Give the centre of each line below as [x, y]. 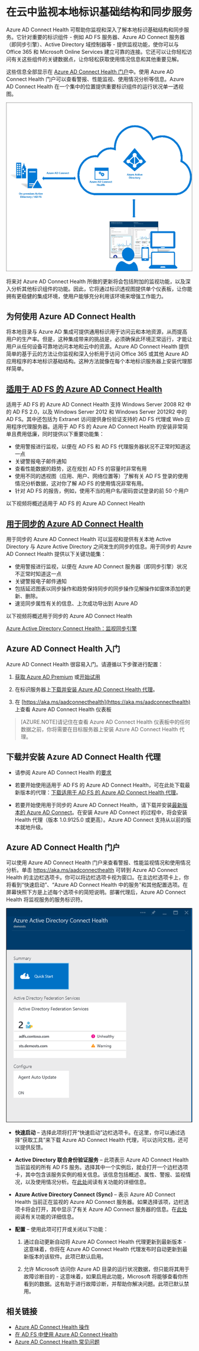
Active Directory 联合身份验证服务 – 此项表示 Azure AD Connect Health [102, 1160]
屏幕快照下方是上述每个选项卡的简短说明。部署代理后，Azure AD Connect [96, 892]
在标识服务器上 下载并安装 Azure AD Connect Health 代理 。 [86, 689]
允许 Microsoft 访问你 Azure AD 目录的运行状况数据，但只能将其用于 [107, 1269]
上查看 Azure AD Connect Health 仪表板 [63, 709]
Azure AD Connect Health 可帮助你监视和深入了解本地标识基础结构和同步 [95, 30]
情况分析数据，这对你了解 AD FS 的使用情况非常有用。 [81, 484]
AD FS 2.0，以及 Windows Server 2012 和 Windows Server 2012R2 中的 [100, 412]
